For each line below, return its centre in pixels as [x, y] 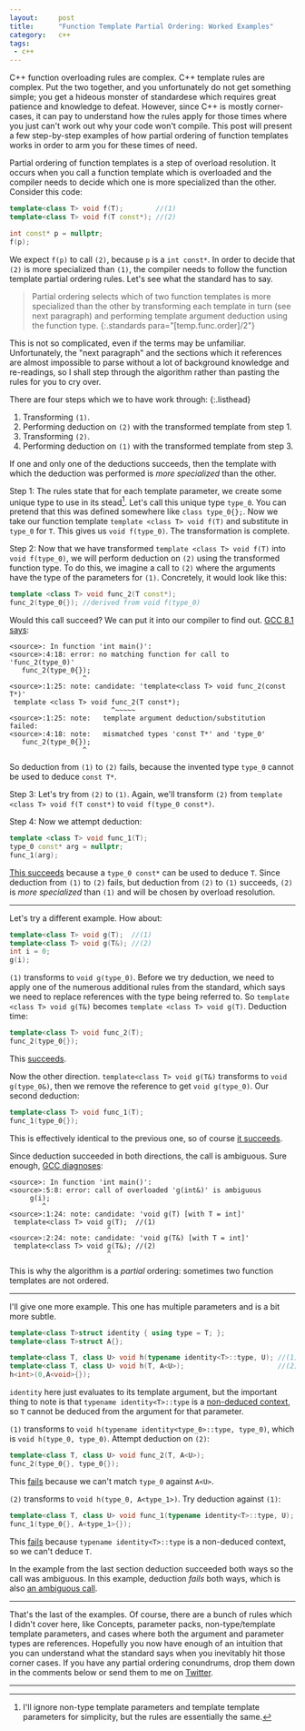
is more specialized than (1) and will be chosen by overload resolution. [143, 892]
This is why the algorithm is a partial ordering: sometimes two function [142, 1270]
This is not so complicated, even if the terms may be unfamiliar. [128, 343]
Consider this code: [46, 192]
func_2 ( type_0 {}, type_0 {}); [64, 1463]
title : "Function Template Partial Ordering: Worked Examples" [142, 26]
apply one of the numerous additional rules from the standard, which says [148, 987]
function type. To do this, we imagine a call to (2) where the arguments [143, 568]
